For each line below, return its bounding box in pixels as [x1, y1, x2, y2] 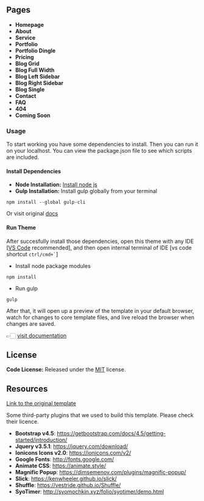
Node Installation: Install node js [15, 181, 97, 188]
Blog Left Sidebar [15, 72, 60, 80]
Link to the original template [6, 400, 76, 407]
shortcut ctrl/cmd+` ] [6, 250, 58, 258]
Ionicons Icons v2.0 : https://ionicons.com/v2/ [15, 449, 132, 457]
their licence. [6, 418, 40, 426]
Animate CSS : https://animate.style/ [15, 462, 107, 469]
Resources [6, 384, 48, 394]
